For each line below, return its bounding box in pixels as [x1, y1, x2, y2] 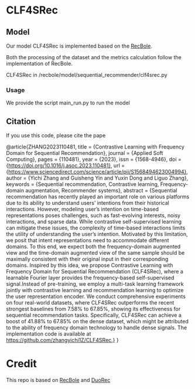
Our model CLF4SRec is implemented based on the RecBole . [6, 42, 152, 49]
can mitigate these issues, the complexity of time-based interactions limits [6, 224, 186, 232]
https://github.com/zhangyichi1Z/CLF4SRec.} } [6, 337, 119, 344]
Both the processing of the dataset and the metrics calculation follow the [6, 54, 182, 60]
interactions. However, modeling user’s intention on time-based [6, 206, 159, 213]
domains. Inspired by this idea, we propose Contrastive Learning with [6, 262, 174, 269]
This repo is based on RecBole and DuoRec [6, 377, 111, 384]
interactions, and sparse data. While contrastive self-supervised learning [6, 218, 182, 225]
